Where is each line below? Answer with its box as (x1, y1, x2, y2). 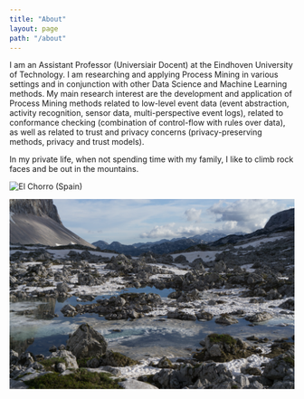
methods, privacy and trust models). (9, 137, 145, 147)
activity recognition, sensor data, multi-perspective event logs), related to (9, 108, 283, 119)
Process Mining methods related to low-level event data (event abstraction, (9, 98, 290, 109)
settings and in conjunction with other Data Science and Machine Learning (9, 79, 288, 90)
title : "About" (9, 14, 67, 24)
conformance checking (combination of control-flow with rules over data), (9, 118, 286, 128)
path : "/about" (9, 33, 67, 43)
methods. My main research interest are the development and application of (9, 89, 292, 100)
